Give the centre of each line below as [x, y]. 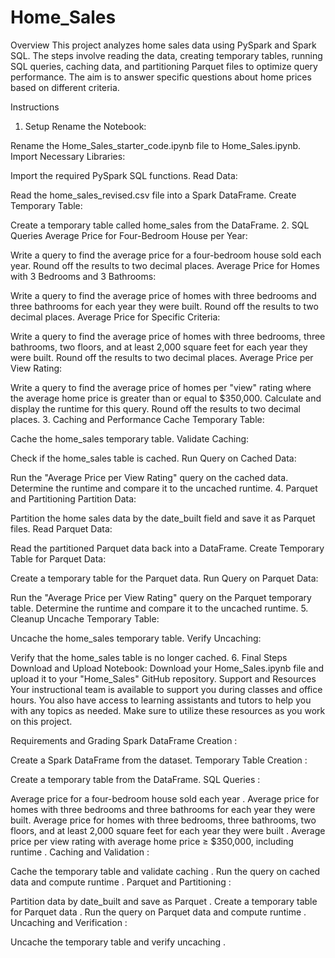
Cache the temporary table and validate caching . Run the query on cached [165, 871]
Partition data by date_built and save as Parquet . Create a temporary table [164, 901]
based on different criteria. [65, 87]
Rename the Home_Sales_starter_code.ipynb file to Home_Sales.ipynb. [156, 145]
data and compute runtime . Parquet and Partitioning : [121, 882]
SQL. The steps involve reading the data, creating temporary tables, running [166, 55]
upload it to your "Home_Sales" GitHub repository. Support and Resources [163, 678]
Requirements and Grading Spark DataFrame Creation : [124, 740]
